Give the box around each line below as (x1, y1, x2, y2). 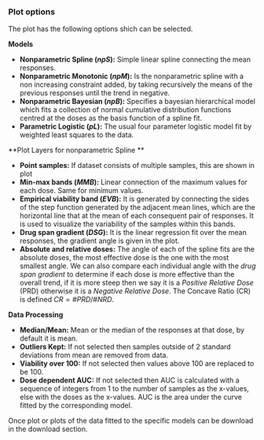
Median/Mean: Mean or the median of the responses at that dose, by (19, 326, 245, 335)
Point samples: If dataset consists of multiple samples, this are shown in (19, 161, 255, 170)
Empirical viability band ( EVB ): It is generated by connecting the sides (19, 194, 250, 203)
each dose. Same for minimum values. (19, 186, 144, 196)
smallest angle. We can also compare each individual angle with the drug (19, 261, 256, 270)
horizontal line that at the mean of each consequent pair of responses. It (19, 211, 254, 221)
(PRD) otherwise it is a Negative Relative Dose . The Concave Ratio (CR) (19, 286, 251, 296)
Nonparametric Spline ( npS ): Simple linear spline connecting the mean (19, 54, 251, 65)
